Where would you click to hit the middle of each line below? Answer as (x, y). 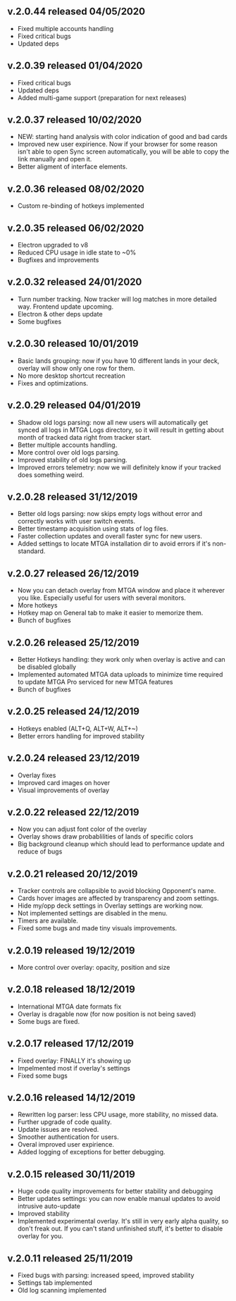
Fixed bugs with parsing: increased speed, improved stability (106, 1276)
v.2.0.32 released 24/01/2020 (75, 282)
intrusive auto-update (49, 1206)
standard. (31, 551)
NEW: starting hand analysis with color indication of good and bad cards (122, 137)
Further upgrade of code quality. (65, 1122)
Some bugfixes (39, 321)
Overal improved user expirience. (66, 1145)
